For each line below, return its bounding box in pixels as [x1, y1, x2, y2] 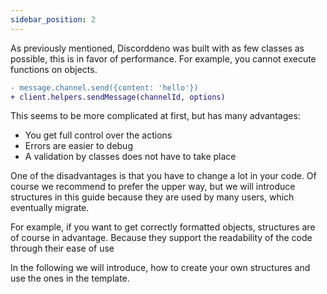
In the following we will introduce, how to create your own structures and [10, 262, 311, 274]
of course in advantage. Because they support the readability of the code [10, 232, 313, 244]
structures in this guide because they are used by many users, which [10, 191, 295, 203]
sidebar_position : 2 [10, 14, 97, 25]
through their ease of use [10, 242, 115, 255]
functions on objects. [10, 63, 98, 75]
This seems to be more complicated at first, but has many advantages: [10, 110, 301, 122]
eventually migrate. [10, 202, 90, 214]
